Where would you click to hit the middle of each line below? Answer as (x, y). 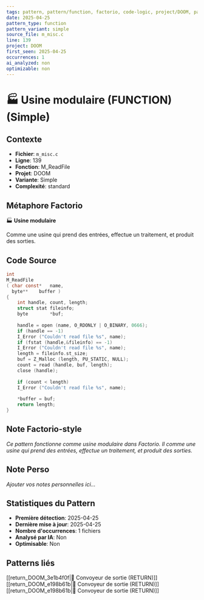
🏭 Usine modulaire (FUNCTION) (89, 100)
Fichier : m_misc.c (36, 154)
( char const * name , (35, 286)
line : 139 (19, 40)
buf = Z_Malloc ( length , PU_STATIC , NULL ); (73, 359)
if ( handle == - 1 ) (40, 331)
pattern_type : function (36, 23)
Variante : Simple (36, 180)
